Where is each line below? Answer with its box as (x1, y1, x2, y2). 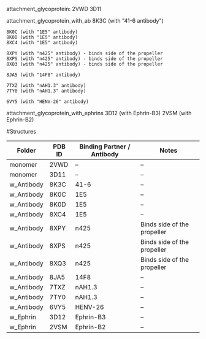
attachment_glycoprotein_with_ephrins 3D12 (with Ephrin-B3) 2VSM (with (6, 110, 192, 116)
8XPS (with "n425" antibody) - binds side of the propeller (6, 56, 164, 62)
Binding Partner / (79, 142, 131, 151)
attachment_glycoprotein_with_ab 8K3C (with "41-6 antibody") (6, 17, 164, 24)
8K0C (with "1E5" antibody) (6, 29, 78, 35)
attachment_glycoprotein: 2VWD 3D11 (6, 6, 102, 12)
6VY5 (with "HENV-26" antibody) (6, 99, 89, 105)
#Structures (6, 128, 37, 135)
